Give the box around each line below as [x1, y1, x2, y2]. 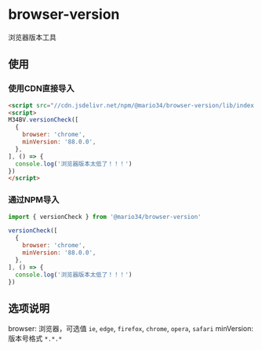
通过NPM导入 [8, 195, 60, 206]
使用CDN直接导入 [8, 83, 75, 94]
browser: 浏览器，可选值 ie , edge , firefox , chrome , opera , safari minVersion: [8, 324, 253, 334]
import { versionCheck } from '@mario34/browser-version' [8, 213, 202, 221]
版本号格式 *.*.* [8, 334, 63, 343]
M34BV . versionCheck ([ [8, 116, 79, 124]
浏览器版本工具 [8, 32, 56, 42]
